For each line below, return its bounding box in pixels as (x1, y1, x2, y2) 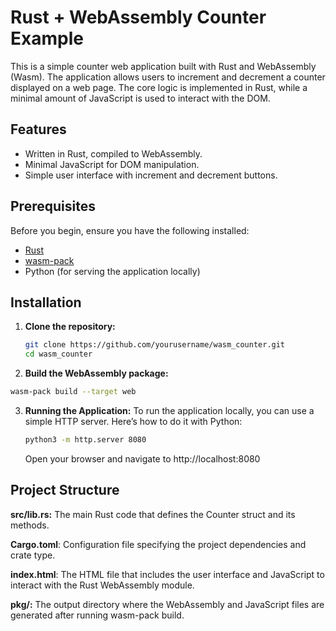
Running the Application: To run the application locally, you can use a (24, 405, 315, 416)
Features (10, 121, 67, 138)
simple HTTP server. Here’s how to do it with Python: (24, 416, 243, 427)
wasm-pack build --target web (10, 387, 137, 397)
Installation (10, 294, 82, 311)
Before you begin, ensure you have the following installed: (10, 224, 250, 236)
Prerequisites (10, 198, 96, 215)
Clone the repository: (24, 321, 116, 333)
